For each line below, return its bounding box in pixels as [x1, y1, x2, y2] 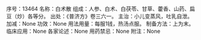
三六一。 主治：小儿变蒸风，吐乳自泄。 [95, 13, 193, 20]
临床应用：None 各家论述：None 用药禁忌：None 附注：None [6, 27, 161, 35]
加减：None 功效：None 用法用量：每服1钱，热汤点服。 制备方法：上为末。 [6, 20, 194, 27]
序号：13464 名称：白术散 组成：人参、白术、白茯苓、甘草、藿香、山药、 [6, 5, 190, 12]
